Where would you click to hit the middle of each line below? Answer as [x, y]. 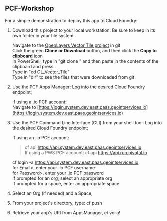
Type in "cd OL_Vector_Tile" [41, 72]
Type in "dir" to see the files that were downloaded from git [73, 77]
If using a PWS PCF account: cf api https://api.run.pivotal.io [86, 152]
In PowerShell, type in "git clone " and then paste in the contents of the [85, 61]
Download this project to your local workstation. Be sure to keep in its [84, 30]
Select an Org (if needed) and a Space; [52, 193]
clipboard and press [33, 66]
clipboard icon [27, 56]
